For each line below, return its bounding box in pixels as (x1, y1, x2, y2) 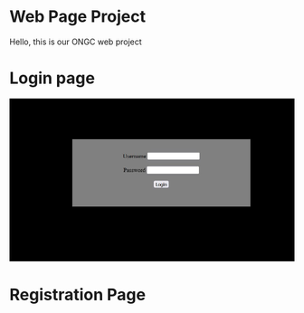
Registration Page (9, 285, 147, 305)
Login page (9, 68, 95, 89)
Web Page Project (9, 6, 147, 27)
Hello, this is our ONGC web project (9, 36, 142, 47)
